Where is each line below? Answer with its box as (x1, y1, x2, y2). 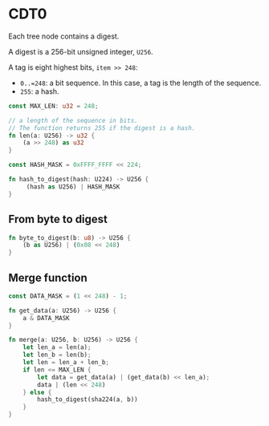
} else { (22, 388, 52, 396)
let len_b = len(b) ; (22, 351, 92, 359)
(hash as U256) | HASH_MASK (26, 182, 120, 191)
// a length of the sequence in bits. (8, 116, 138, 124)
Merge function (8, 270, 88, 285)
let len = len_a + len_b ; (22, 359, 110, 367)
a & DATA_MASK (22, 314, 70, 322)
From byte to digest (8, 213, 108, 226)
